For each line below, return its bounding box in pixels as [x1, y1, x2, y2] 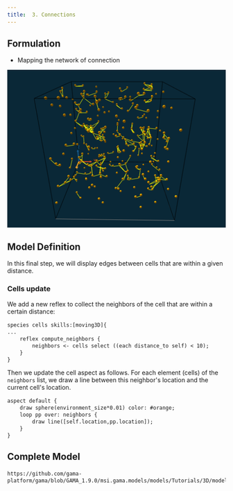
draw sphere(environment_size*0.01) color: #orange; [19, 404, 175, 411]
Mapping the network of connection [17, 56, 120, 64]
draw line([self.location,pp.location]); [32, 418, 154, 425]
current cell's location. [7, 383, 71, 391]
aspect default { [7, 397, 58, 404]
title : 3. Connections [7, 11, 76, 18]
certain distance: [7, 307, 55, 316]
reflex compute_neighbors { [19, 335, 101, 343]
